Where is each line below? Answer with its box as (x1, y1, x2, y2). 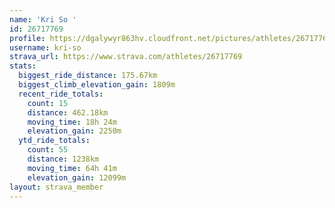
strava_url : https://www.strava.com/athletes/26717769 (9, 52, 243, 62)
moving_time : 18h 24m (27, 117, 117, 127)
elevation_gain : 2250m (27, 126, 122, 136)
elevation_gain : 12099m (27, 172, 127, 183)
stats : (9, 61, 37, 71)
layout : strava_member (9, 182, 104, 192)
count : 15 (27, 98, 69, 108)
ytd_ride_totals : (18, 136, 91, 146)
